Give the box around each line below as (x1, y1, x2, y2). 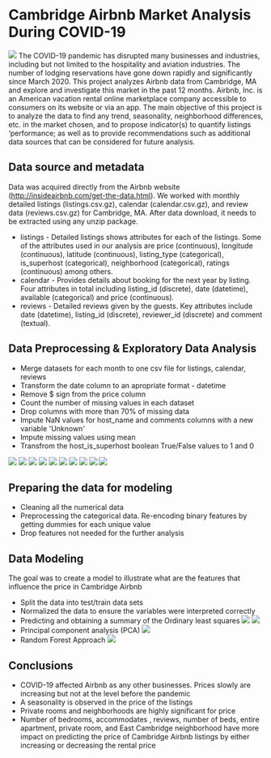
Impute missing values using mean (19, 432, 136, 442)
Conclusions (8, 658, 74, 672)
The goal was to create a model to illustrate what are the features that (8, 573, 240, 583)
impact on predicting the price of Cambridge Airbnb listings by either (19, 732, 250, 741)
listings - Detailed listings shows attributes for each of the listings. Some (19, 232, 261, 242)
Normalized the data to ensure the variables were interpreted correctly (19, 606, 256, 616)
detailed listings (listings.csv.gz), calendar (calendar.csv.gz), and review (8, 199, 248, 208)
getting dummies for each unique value (19, 520, 151, 529)
